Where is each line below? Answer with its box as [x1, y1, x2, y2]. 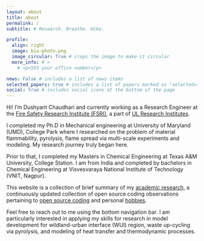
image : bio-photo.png [12, 48, 67, 54]
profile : [6, 37, 29, 43]
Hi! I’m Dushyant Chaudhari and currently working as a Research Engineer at [6, 104, 198, 111]
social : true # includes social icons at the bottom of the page [6, 87, 175, 93]
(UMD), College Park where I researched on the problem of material [6, 128, 176, 136]
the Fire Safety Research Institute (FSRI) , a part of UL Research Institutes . [6, 110, 190, 117]
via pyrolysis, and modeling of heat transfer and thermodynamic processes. [6, 228, 196, 235]
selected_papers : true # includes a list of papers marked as [6, 81, 167, 88]
